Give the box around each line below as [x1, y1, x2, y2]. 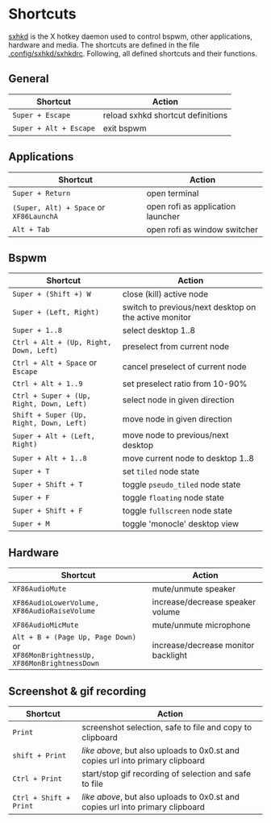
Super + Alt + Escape [12, 123, 95, 133]
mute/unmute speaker [152, 584, 236, 595]
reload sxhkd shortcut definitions [102, 110, 228, 121]
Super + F [12, 493, 50, 502]
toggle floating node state [122, 493, 224, 504]
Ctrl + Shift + [12, 793, 71, 802]
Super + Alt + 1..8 [12, 454, 87, 463]
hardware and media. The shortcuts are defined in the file [8, 39, 200, 49]
